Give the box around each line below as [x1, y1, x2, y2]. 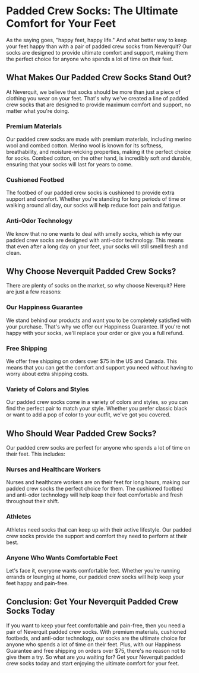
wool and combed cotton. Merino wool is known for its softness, [6, 142, 163, 149]
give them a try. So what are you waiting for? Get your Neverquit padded [6, 653, 184, 661]
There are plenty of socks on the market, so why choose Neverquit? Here [6, 282, 186, 289]
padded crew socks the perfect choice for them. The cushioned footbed [6, 485, 183, 492]
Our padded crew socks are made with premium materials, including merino [6, 135, 192, 143]
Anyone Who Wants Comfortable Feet [6, 554, 118, 562]
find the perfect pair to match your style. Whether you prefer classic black [6, 405, 188, 412]
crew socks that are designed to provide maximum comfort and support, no [6, 101, 191, 108]
